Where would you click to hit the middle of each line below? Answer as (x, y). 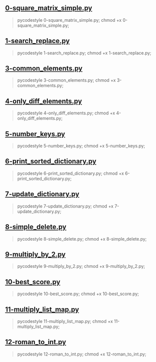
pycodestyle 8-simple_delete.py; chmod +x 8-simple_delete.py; (82, 239)
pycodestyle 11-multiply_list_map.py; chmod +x (65, 321)
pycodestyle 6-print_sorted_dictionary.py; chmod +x (71, 173)
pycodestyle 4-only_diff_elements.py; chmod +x (66, 113)
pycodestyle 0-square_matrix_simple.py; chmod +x (69, 20)
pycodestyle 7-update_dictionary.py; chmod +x (65, 206)
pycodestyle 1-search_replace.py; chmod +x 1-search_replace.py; (84, 53)
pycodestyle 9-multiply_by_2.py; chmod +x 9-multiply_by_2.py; (81, 266)
